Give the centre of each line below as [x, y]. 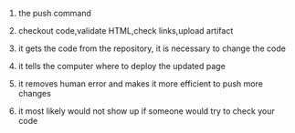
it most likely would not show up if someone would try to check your [147, 111]
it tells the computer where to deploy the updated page [121, 66]
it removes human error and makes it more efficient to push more [140, 84]
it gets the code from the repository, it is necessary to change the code [152, 48]
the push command [54, 13]
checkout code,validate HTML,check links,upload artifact [126, 31]
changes [35, 93]
